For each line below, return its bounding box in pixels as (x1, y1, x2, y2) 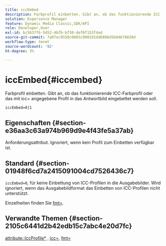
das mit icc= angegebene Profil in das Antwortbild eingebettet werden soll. (5, 96, 158, 102)
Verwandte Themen (5, 214, 68, 223)
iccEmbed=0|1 (5, 105, 32, 110)
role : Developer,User (5, 26, 50, 31)
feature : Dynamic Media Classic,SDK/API (5, 21, 90, 26)
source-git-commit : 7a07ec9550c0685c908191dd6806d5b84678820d (5, 35, 136, 40)
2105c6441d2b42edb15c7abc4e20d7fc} (5, 222, 132, 230)
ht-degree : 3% (5, 48, 35, 53)
